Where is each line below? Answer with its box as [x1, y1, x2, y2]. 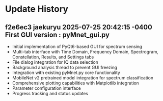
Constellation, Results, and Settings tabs [12, 54, 94, 60]
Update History [5, 3, 69, 15]
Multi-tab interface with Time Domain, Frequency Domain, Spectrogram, [12, 49, 159, 54]
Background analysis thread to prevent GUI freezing [12, 65, 117, 70]
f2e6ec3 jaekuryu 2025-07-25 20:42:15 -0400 [5, 23, 152, 31]
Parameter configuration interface [12, 85, 81, 91]
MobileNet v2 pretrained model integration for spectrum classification [12, 75, 154, 80]
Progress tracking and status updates [12, 91, 88, 96]
